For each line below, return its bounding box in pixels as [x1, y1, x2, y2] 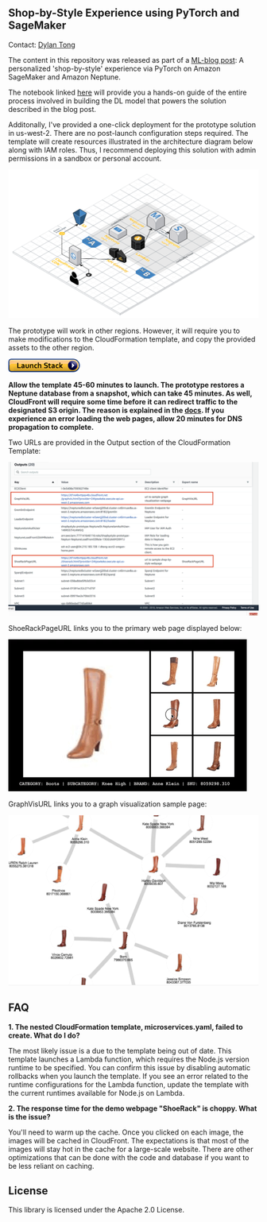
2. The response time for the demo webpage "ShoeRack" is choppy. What [8, 1104, 257, 1113]
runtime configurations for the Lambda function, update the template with [8, 1080, 249, 1089]
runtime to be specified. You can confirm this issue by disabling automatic [8, 1062, 251, 1072]
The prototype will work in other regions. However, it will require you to [8, 326, 241, 335]
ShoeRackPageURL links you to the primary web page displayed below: [8, 623, 242, 632]
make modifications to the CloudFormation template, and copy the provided [8, 334, 256, 344]
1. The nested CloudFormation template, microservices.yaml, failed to [8, 1022, 244, 1031]
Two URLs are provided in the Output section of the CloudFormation [8, 437, 230, 447]
